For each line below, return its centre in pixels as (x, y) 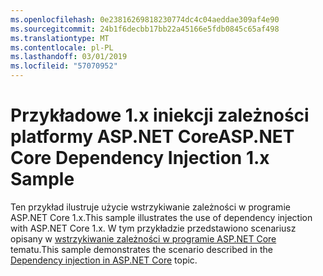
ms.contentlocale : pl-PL (62, 47)
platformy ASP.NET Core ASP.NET (152, 137)
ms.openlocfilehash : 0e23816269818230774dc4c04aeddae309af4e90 (145, 19)
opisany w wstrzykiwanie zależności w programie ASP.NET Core (143, 238)
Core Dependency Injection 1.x (140, 158)
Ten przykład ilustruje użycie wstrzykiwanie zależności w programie (150, 207)
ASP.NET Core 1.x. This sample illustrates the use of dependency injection (161, 217)
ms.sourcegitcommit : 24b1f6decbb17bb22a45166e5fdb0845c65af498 (145, 29)
